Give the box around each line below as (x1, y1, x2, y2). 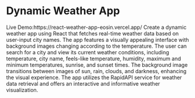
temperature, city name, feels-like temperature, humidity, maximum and (6, 55, 181, 62)
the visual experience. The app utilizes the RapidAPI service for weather (6, 74, 183, 81)
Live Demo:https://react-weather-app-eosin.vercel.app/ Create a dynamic (6, 24, 187, 31)
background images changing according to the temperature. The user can (6, 43, 187, 50)
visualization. (6, 86, 39, 93)
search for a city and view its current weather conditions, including (6, 48, 170, 55)
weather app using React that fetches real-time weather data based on (6, 30, 179, 37)
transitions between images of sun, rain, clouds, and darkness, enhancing (6, 67, 187, 74)
